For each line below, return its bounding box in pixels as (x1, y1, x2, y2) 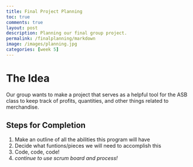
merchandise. (6, 103, 39, 110)
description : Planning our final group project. (6, 30, 127, 36)
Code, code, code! (14, 148, 60, 155)
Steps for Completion (6, 120, 86, 130)
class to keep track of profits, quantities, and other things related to (6, 97, 169, 104)
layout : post (6, 25, 38, 31)
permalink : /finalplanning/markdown (6, 36, 96, 41)
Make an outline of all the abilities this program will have (14, 135, 151, 143)
